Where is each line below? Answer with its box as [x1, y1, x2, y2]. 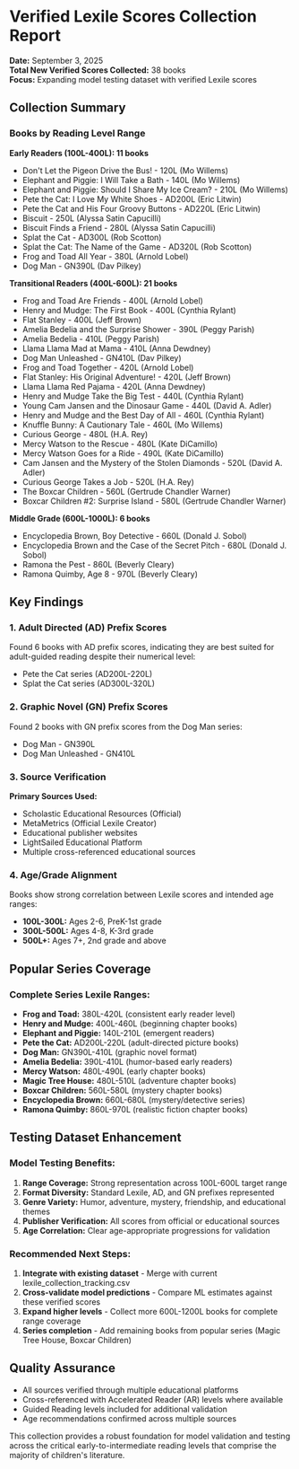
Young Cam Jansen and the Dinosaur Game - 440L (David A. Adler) [21, 400, 272, 410]
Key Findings [9, 594, 84, 610]
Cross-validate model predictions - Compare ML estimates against [21, 1287, 273, 1297]
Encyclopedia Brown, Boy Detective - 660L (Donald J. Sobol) [21, 530, 248, 541]
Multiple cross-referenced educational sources [21, 846, 196, 857]
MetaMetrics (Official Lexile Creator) [21, 817, 158, 828]
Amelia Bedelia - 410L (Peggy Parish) [21, 333, 160, 344]
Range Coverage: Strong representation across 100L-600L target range [21, 1177, 288, 1188]
